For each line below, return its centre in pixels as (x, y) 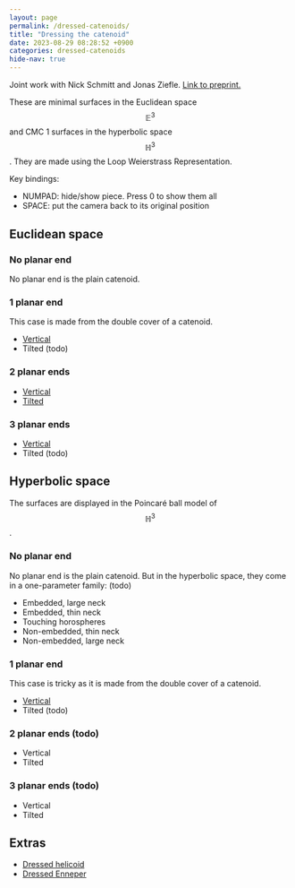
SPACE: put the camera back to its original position (116, 206)
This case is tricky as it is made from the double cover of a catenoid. (135, 683)
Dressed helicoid (53, 865)
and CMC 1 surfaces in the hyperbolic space (91, 132)
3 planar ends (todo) (55, 786)
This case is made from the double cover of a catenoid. (111, 322)
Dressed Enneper (54, 874)
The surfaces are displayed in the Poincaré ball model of (113, 503)
